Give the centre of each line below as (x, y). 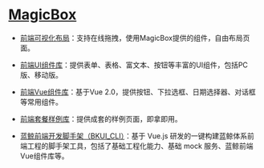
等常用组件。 (41, 102)
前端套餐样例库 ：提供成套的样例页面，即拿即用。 (101, 118)
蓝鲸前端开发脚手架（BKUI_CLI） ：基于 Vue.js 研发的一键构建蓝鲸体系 (134, 136)
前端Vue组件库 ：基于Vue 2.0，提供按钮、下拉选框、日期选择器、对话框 (138, 92)
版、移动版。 (41, 74)
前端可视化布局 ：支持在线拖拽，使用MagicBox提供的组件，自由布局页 (135, 38)
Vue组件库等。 (44, 156)
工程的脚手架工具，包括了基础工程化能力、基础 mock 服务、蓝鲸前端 (140, 146)
